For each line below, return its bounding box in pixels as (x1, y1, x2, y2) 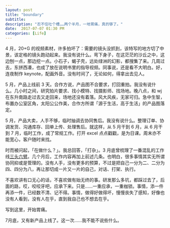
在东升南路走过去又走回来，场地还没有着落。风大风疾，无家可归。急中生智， (5, 94, 165, 100)
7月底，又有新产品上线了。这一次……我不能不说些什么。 (5, 217, 122, 223)
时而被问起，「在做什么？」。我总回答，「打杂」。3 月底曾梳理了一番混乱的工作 (5, 147, 164, 153)
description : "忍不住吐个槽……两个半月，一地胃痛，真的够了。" (5, 21, 123, 27)
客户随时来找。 (22, 136, 54, 142)
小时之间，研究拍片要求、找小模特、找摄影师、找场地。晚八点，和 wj (18, 88, 162, 94)
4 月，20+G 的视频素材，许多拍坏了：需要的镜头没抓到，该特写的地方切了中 (5, 45, 164, 51)
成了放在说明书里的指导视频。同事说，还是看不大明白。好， (40, 64, 165, 70)
